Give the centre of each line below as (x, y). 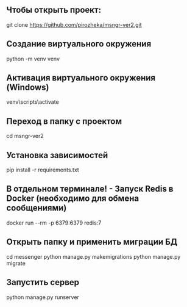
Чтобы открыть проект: (54, 10)
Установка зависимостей (57, 155)
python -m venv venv (33, 59)
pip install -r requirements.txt (43, 170)
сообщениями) (37, 208)
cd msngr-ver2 (25, 136)
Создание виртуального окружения (79, 44)
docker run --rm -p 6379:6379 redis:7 (54, 223)
